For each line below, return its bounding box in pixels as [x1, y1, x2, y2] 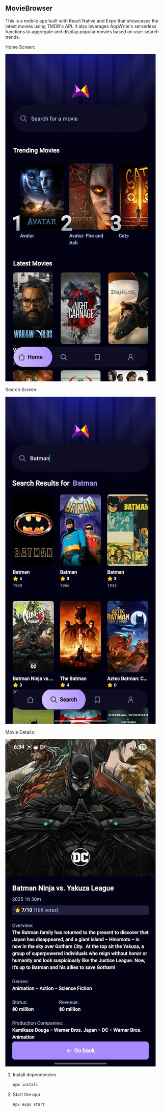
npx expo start [12, 1102, 45, 1107]
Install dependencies [12, 1071, 57, 1078]
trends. [5, 34, 20, 40]
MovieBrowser [5, 4, 53, 13]
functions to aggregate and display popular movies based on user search [5, 28, 159, 35]
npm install [12, 1082, 38, 1087]
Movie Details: [5, 729, 36, 735]
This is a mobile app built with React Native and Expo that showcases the [5, 17, 159, 24]
